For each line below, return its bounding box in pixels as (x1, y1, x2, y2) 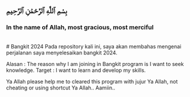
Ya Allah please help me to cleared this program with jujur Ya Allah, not (6, 78, 178, 85)
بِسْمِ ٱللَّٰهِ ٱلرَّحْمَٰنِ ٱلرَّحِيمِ (6, 6, 67, 16)
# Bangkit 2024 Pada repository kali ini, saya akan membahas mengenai (6, 43, 182, 50)
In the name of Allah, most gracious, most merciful (6, 23, 154, 32)
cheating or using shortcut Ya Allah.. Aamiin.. (6, 84, 116, 91)
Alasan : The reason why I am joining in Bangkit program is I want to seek (6, 60, 184, 67)
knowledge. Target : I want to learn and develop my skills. (6, 67, 146, 74)
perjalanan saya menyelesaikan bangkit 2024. (6, 49, 118, 56)
